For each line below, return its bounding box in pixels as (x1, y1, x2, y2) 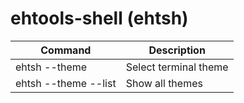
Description (148, 43, 206, 57)
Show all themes (125, 76, 203, 90)
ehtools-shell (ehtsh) (10, 7, 189, 30)
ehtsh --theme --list (15, 76, 117, 90)
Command (40, 43, 92, 57)
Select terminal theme (125, 60, 229, 74)
